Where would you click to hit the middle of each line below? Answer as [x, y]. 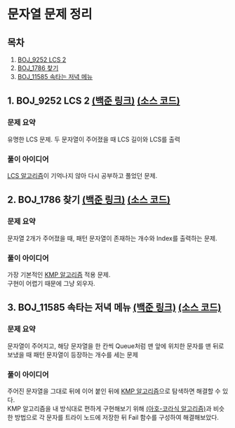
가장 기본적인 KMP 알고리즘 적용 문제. [59, 275]
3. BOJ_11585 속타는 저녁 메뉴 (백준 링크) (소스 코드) [114, 308]
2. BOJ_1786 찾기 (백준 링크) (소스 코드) [89, 200]
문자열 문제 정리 [50, 14]
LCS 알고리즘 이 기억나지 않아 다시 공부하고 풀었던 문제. [82, 175]
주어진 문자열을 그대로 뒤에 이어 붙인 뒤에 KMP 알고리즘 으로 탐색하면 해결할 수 [114, 391]
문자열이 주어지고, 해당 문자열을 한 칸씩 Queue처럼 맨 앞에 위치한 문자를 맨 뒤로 [116, 346]
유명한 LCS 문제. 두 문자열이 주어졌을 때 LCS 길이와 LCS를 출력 [94, 139]
